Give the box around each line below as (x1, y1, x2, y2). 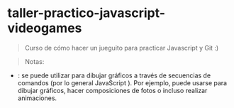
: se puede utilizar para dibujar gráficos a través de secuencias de (17, 71, 211, 80)
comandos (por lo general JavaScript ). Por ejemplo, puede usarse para (17, 78, 228, 87)
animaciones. (17, 94, 57, 102)
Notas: (24, 57, 45, 65)
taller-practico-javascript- (7, 5, 165, 21)
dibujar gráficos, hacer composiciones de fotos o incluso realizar (17, 86, 208, 94)
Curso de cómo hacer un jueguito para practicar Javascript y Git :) (24, 43, 219, 52)
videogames (7, 20, 82, 36)
